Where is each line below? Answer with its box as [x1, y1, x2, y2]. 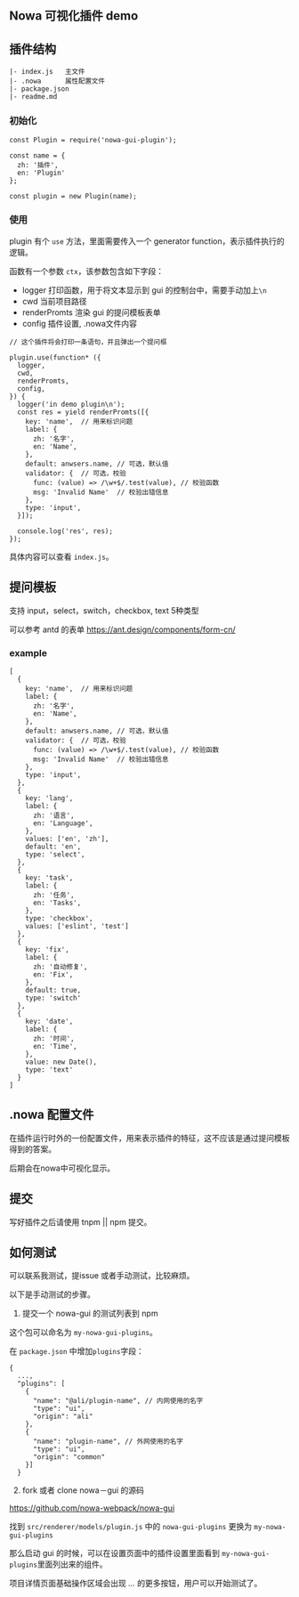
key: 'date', [25, 1017, 74, 1025]
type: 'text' [25, 1065, 74, 1074]
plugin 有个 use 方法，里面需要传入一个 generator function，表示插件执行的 [9, 235, 285, 247]
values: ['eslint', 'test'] [25, 921, 129, 930]
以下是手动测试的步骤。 [9, 1289, 95, 1300]
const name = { [9, 150, 66, 160]
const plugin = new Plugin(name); [9, 191, 138, 200]
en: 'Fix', [32, 969, 74, 979]
